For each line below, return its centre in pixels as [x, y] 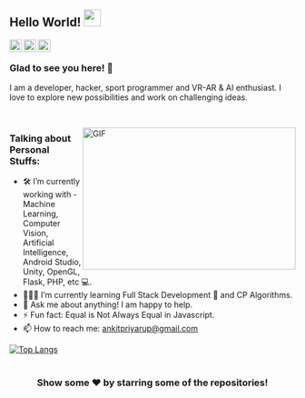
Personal [30, 150]
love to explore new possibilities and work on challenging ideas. [128, 97]
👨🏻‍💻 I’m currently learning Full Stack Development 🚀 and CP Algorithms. [157, 295]
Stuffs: [25, 162]
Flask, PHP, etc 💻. [57, 282]
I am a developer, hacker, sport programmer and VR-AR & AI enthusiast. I [145, 88]
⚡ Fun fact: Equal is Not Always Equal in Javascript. [118, 315]
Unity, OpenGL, [51, 272]
